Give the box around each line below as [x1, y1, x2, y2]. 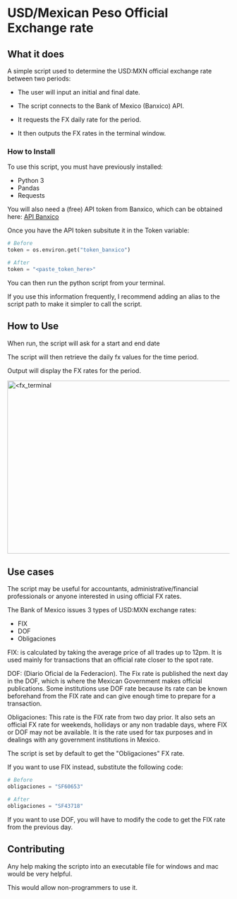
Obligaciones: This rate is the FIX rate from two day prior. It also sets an [7, 713, 215, 722]
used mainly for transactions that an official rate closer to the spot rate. [7, 655, 214, 665]
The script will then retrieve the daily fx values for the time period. [7, 352, 199, 361]
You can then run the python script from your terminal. [7, 278, 166, 287]
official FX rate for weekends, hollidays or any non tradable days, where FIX [7, 720, 227, 729]
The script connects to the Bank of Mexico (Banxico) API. [17, 102, 185, 110]
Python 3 [17, 177, 44, 185]
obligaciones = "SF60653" [7, 783, 83, 790]
